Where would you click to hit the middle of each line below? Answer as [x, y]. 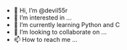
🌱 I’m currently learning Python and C [67, 25]
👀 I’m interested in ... [43, 18]
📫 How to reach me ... [45, 40]
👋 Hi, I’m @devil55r [41, 10]
